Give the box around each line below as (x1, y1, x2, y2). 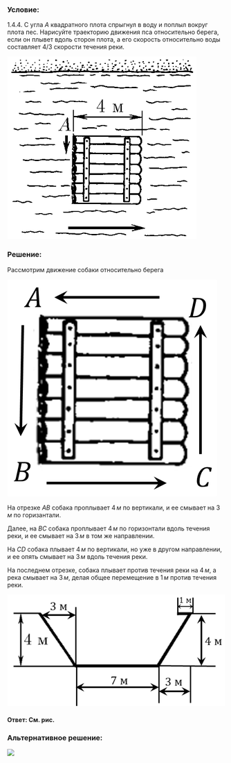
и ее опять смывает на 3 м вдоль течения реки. (7, 552, 148, 560)
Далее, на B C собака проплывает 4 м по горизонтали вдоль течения (7, 524, 210, 533)
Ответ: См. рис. (7, 715, 55, 723)
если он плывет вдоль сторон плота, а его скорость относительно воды (7, 35, 221, 44)
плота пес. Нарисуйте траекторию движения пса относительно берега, (7, 28, 219, 36)
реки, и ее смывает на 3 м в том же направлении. (7, 531, 155, 539)
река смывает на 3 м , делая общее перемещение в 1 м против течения (7, 573, 216, 581)
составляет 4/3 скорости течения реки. (7, 43, 124, 51)
